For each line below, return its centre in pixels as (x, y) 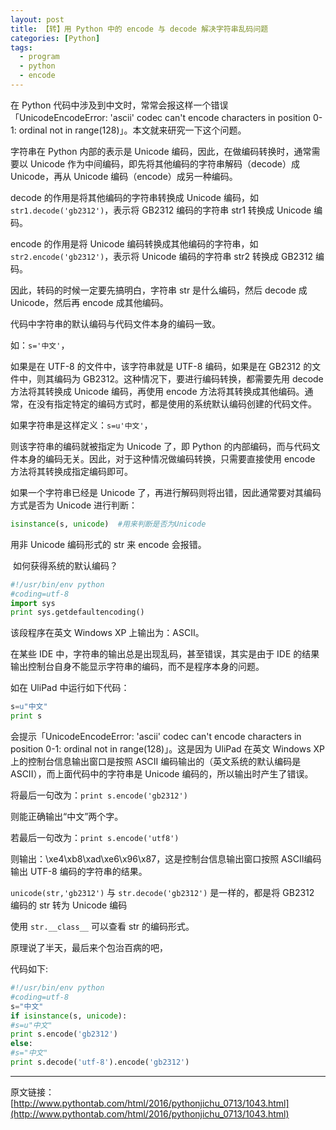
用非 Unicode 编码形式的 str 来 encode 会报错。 (108, 544)
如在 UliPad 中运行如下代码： (70, 688)
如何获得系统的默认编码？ (65, 565)
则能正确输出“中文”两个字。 (67, 816)
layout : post (37, 19)
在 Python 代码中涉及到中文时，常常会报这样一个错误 (119, 105)
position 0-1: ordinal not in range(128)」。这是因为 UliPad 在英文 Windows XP (167, 749)
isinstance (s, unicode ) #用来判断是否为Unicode (108, 524)
